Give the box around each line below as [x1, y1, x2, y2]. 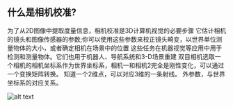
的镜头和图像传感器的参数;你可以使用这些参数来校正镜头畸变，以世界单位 [7, 35, 217, 43]
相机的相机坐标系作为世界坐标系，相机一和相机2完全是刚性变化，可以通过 [13, 61, 225, 69]
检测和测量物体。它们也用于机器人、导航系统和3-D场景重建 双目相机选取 [7, 52, 216, 60]
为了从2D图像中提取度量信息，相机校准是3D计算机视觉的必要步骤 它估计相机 [7, 26, 227, 35]
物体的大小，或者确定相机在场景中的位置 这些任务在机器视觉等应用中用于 [13, 44, 223, 52]
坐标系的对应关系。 [7, 79, 63, 87]
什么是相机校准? [7, 6, 77, 19]
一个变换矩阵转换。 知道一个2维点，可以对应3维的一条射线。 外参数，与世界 [7, 69, 226, 78]
